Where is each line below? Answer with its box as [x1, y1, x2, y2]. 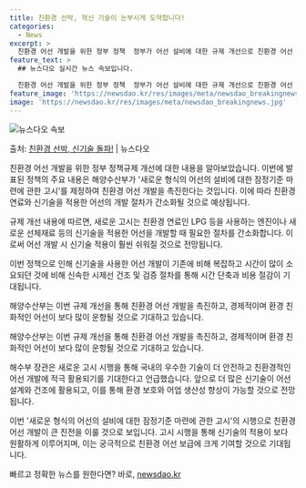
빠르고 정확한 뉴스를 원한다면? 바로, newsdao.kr [9, 468, 181, 479]
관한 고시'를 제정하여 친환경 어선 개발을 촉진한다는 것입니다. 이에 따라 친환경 [25, 185, 296, 196]
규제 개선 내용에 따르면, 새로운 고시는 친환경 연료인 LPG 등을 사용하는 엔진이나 [9, 216, 287, 227]
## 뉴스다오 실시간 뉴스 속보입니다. [17, 65, 134, 74]
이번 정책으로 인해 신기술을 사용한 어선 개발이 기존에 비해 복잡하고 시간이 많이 [9, 258, 284, 269]
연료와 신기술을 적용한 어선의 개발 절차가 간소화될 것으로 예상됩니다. [9, 197, 250, 208]
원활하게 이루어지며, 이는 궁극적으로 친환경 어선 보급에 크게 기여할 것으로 [9, 438, 267, 449]
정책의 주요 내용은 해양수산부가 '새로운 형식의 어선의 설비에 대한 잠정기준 [25, 174, 284, 185]
